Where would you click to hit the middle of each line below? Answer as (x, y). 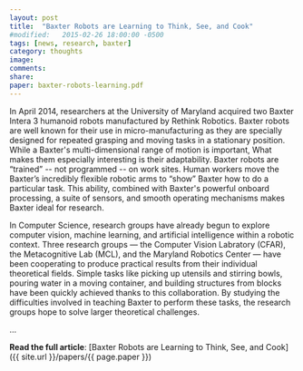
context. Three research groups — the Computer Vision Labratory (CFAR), (147, 244)
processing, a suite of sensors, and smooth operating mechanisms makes (147, 198)
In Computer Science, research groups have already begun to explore (140, 225)
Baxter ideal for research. (57, 207)
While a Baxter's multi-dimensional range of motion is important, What (141, 150)
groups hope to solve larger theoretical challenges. (104, 312)
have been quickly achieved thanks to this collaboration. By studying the (145, 292)
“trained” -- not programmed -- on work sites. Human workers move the (144, 169)
